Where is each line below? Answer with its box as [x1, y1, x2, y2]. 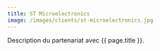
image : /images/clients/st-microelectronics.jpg [7, 17, 154, 24]
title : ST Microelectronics [7, 10, 91, 17]
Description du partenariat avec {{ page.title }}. [7, 36, 144, 44]
